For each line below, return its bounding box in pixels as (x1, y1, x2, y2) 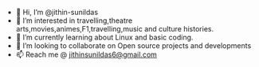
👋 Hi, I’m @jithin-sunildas (15, 8, 98, 17)
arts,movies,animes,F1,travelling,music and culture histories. (15, 24, 214, 33)
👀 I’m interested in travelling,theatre (15, 16, 133, 25)
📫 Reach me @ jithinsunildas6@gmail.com (15, 50, 158, 59)
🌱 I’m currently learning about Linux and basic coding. (15, 32, 194, 42)
